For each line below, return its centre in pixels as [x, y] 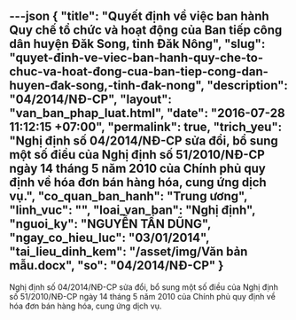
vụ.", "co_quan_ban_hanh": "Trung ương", [129, 196]
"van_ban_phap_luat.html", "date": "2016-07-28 [147, 113]
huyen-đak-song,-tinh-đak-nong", [107, 86]
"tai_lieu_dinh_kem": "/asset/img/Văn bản [129, 252]
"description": [247, 86]
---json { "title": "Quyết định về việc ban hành [139, 16]
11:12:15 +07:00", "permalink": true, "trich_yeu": [145, 127]
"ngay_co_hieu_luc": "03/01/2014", [109, 238]
